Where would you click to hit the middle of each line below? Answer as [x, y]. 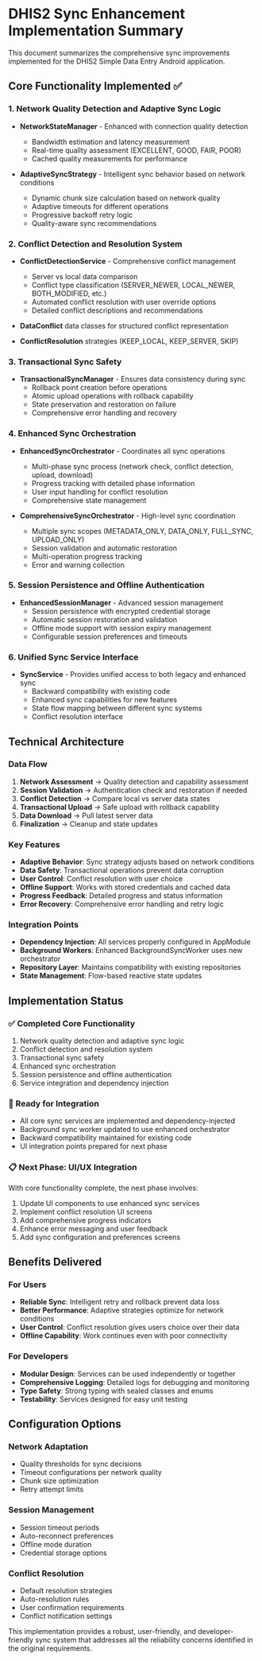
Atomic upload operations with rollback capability [112, 396]
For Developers [39, 1356]
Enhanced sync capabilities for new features [104, 700]
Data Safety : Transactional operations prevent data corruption [121, 870]
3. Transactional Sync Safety [65, 361]
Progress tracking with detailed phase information [113, 483]
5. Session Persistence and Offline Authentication [106, 585]
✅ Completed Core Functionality [72, 1023]
